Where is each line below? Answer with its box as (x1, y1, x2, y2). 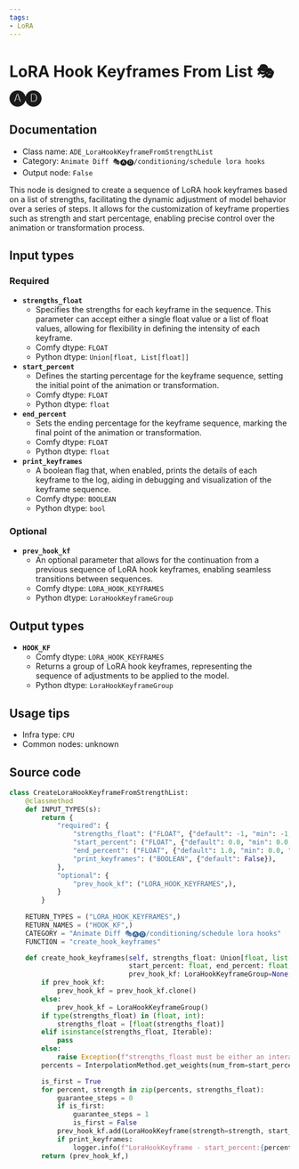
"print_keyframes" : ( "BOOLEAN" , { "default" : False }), (72, 854, 277, 864)
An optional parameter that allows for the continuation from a (35, 555, 260, 565)
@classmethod (25, 796, 74, 806)
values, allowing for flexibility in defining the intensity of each (35, 323, 261, 334)
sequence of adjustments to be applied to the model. (35, 670, 230, 681)
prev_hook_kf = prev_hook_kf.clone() (56, 986, 198, 995)
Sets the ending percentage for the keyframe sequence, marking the (35, 418, 287, 428)
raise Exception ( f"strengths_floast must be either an (56, 1052, 265, 1062)
